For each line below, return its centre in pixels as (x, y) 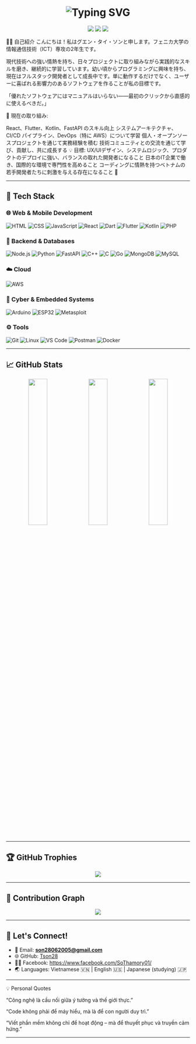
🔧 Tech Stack (30, 196)
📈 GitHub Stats (34, 365)
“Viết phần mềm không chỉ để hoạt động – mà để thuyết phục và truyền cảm (98, 1023)
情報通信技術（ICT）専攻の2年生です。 (52, 49)
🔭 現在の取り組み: (27, 115)
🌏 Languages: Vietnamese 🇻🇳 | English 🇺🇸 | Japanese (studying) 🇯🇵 (101, 970)
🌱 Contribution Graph (45, 898)
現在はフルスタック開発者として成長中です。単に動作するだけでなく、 (90, 76)
